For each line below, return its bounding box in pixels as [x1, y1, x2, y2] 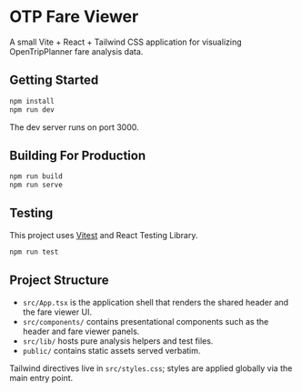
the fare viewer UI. [22, 307, 93, 317]
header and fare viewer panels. [22, 326, 140, 337]
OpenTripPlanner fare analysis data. [9, 45, 144, 56]
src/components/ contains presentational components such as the [22, 316, 269, 327]
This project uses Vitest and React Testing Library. [9, 229, 198, 240]
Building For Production [9, 147, 146, 163]
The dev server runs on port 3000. [9, 121, 139, 133]
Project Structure [9, 273, 109, 288]
